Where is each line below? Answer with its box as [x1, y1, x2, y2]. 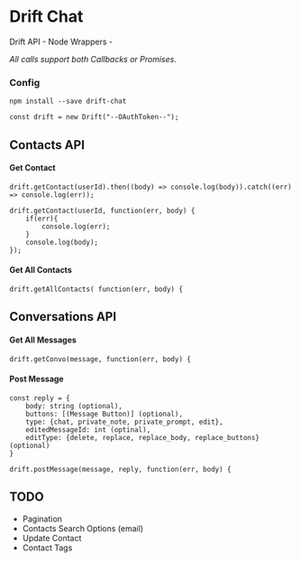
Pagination [22, 513, 63, 524]
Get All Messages [9, 334, 77, 345]
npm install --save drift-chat [9, 97, 127, 106]
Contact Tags [22, 542, 73, 553]
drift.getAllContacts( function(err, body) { [9, 285, 183, 295]
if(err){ [25, 214, 59, 223]
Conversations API [9, 309, 117, 324]
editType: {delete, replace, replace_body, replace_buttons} [25, 433, 259, 442]
